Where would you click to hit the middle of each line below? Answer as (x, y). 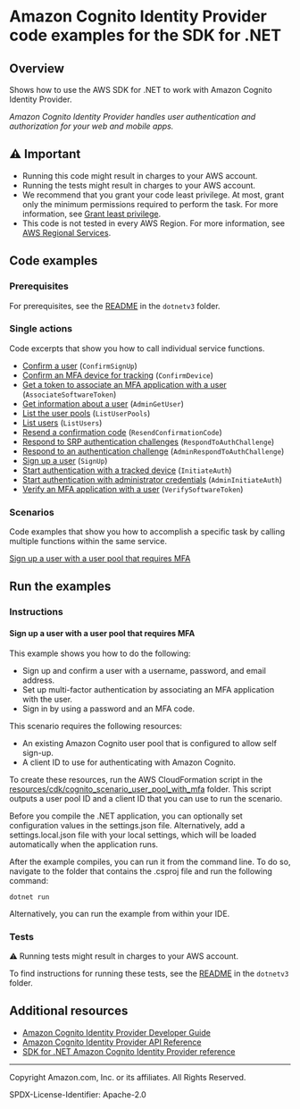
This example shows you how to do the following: (100, 653)
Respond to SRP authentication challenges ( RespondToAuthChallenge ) (148, 441)
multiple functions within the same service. (88, 542)
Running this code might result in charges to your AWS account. (140, 175)
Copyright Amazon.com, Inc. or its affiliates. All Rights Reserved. (128, 1077)
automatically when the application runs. (84, 844)
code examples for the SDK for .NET (146, 35)
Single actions (41, 329)
